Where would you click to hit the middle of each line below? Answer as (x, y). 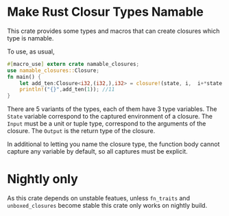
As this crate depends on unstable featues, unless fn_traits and (99, 198)
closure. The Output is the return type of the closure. (81, 131)
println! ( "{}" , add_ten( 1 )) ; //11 (67, 90)
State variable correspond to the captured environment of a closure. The (110, 117)
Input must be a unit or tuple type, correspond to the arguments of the (107, 123)
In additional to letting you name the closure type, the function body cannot (113, 144)
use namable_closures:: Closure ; (53, 70)
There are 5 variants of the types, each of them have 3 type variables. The (112, 109)
